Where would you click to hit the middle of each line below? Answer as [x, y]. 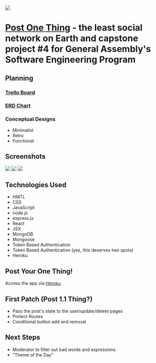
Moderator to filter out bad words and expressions [64, 349]
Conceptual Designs [30, 119]
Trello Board [20, 92]
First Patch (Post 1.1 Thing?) [49, 299]
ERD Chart [18, 106]
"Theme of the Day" [33, 354]
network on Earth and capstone [72, 38]
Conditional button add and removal [49, 321]
